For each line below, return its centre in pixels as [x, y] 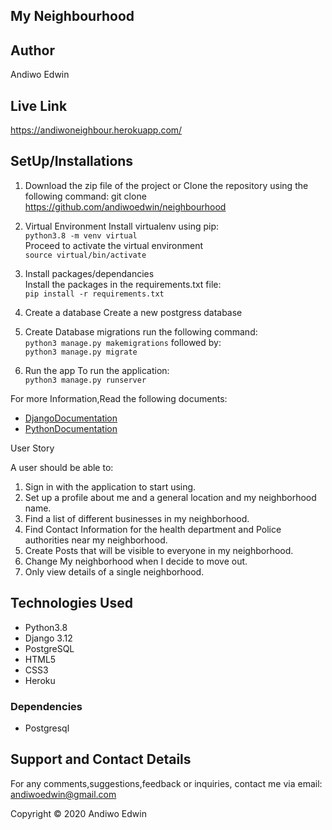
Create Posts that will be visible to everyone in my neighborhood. [159, 550]
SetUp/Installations [72, 161]
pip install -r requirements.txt [94, 294]
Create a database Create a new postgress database [133, 312]
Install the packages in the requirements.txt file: [123, 284]
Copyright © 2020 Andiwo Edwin [78, 813]
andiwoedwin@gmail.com [63, 794]
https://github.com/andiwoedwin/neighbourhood [125, 206]
